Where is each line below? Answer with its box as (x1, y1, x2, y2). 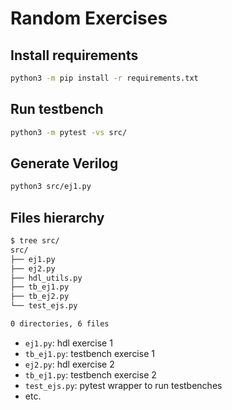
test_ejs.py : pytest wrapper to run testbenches (24, 379, 223, 391)
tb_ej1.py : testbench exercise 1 (24, 347, 155, 359)
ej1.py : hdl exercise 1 (24, 337, 113, 349)
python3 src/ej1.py (10, 182, 92, 192)
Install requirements (10, 47, 139, 64)
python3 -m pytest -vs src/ (10, 127, 128, 137)
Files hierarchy (10, 209, 105, 226)
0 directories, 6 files (10, 319, 110, 329)
